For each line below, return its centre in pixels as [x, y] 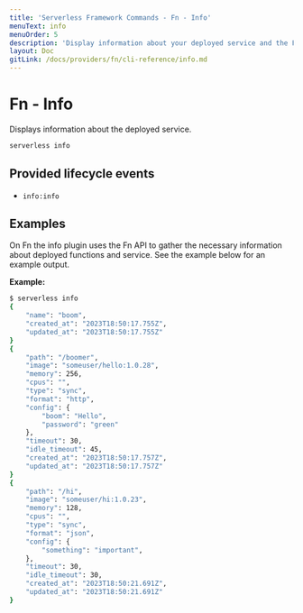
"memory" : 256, [54, 374]
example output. [40, 265]
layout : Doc [32, 51]
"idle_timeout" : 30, [64, 575]
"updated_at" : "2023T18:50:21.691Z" [95, 592]
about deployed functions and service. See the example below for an [138, 255]
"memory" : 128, [54, 508]
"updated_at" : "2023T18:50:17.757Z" [95, 466]
